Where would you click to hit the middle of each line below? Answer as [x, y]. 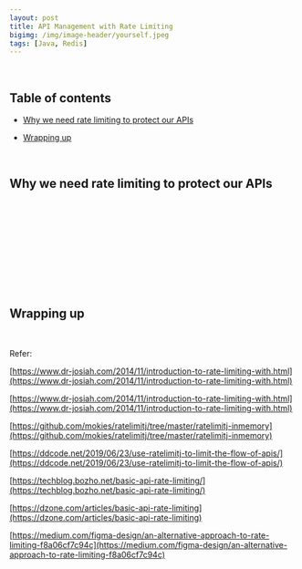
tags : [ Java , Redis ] [49, 43]
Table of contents [60, 98]
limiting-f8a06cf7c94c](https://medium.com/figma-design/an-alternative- [148, 544]
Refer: [21, 353]
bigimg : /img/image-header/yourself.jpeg [89, 35]
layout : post [34, 18]
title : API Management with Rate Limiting [91, 26]
